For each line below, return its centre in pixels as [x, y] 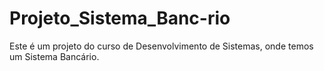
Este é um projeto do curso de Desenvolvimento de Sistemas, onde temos [161, 46]
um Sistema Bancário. [54, 56]
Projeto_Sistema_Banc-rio [120, 18]
